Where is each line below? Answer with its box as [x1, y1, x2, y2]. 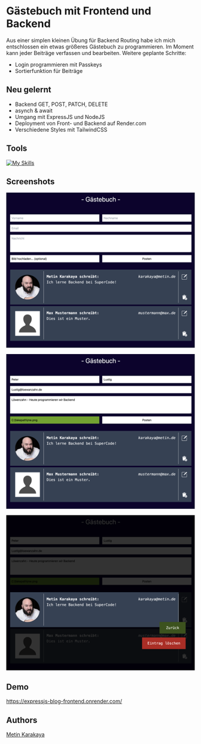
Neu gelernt [6, 85, 52, 95]
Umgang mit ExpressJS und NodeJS [14, 113, 105, 120]
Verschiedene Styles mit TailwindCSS [14, 126, 108, 133]
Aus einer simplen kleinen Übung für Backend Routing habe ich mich [6, 36, 175, 44]
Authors [6, 715, 38, 725]
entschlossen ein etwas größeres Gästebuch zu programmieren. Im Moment [6, 43, 194, 50]
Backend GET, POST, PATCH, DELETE [14, 100, 108, 108]
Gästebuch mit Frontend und [6, 4, 151, 18]
